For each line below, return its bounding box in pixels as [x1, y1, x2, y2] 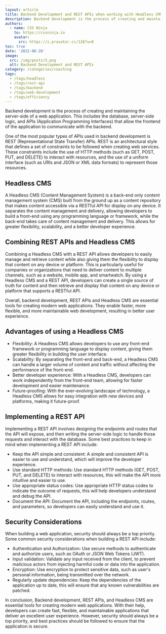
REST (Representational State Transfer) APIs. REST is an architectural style [5, 139, 157, 145]
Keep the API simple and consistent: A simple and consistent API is [12, 451, 149, 457]
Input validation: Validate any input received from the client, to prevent [12, 556, 156, 562]
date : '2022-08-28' [5, 48, 45, 53]
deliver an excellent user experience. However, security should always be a [5, 613, 159, 619]
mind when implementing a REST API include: [5, 441, 98, 447]
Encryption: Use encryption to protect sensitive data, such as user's [12, 566, 151, 573]
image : [5, 53, 19, 58]
